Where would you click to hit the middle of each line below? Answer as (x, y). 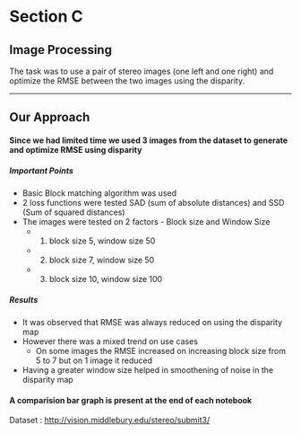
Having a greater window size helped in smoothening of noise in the (148, 369)
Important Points (42, 170)
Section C (46, 17)
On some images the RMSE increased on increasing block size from (161, 350)
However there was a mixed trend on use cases (110, 341)
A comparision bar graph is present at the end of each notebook (131, 400)
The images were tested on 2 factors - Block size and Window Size (146, 221)
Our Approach (50, 117)
